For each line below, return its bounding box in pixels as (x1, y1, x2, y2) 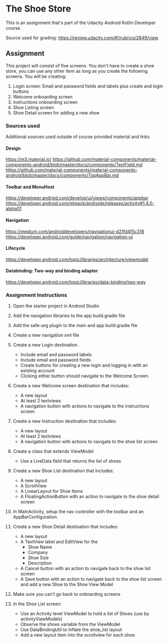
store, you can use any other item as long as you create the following (5, 68, 148, 74)
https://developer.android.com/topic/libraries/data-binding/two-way (5, 279, 146, 285)
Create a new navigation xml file (12, 332, 79, 338)
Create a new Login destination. (12, 342, 79, 348)
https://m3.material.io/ (5, 156, 51, 162)
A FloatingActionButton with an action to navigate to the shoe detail (20, 493, 159, 500)
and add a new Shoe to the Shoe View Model (20, 581, 113, 588)
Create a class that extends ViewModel (12, 448, 94, 455)
